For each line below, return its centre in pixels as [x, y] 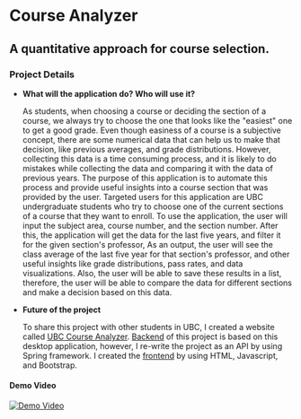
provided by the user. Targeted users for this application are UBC [142, 196]
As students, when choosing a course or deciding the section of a [144, 111]
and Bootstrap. [50, 365]
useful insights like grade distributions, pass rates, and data [133, 263]
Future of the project [62, 310]
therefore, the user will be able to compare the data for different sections [157, 283]
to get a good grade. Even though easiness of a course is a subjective [151, 130]
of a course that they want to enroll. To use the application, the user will [155, 215]
